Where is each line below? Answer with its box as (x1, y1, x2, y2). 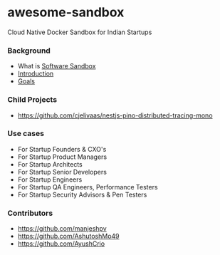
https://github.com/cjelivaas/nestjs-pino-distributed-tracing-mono (17, 111, 213, 120)
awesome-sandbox (7, 4, 125, 21)
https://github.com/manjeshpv (17, 224, 107, 233)
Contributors (7, 208, 53, 218)
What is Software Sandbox (17, 62, 96, 71)
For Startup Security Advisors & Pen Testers (17, 190, 147, 199)
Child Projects (7, 95, 58, 105)
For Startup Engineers (17, 175, 83, 184)
